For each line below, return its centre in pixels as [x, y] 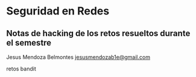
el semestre [29, 42]
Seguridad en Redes [58, 11]
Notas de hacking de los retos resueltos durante [98, 33]
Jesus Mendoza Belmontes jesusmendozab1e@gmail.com [78, 57]
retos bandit [21, 69]
